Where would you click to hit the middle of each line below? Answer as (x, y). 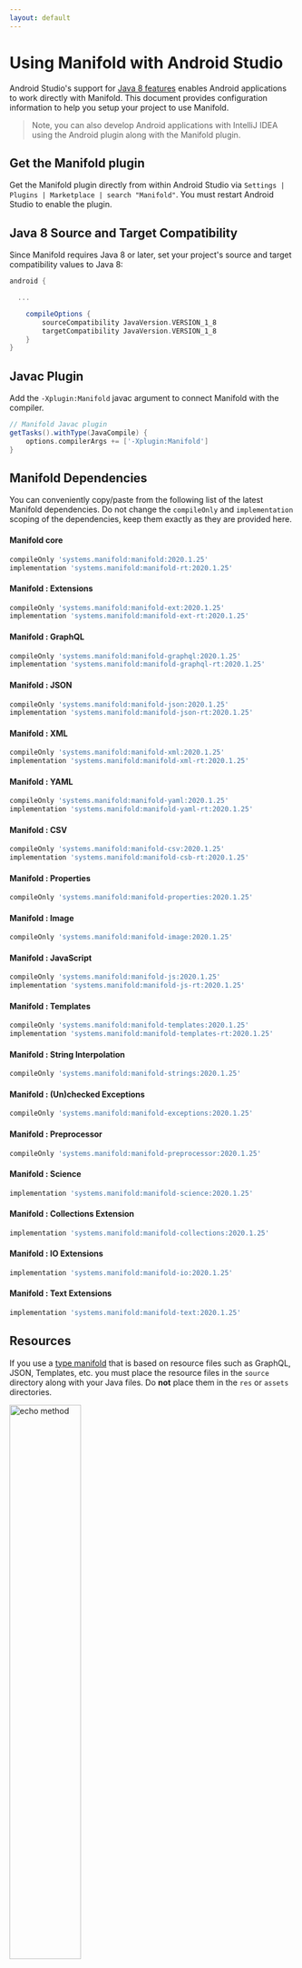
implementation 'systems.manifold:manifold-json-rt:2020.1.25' (132, 713)
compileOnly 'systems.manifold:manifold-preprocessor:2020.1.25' (135, 1153)
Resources (40, 1341)
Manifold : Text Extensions (61, 1293)
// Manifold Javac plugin (58, 425)
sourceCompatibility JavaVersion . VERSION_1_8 (130, 322)
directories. (31, 1391)
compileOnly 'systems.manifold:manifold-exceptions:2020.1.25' (132, 1114)
